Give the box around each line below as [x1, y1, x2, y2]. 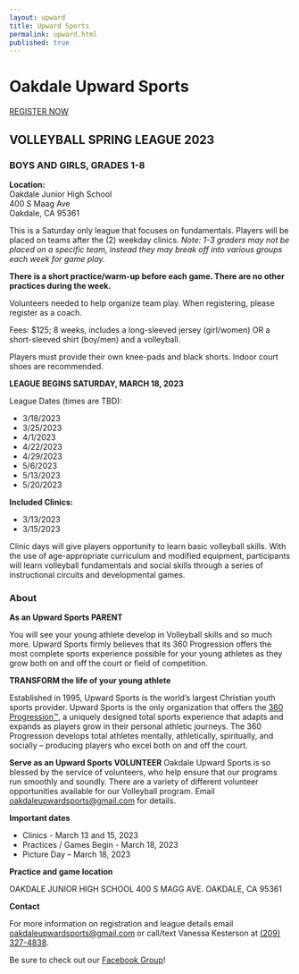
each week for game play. [9, 253, 105, 264]
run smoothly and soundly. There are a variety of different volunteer [9, 776, 259, 787]
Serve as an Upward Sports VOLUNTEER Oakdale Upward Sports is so [9, 758, 270, 768]
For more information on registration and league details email [9, 919, 234, 929]
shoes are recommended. [9, 360, 104, 371]
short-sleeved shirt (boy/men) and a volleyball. [9, 334, 181, 344]
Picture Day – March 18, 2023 [21, 849, 131, 860]
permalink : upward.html [9, 30, 98, 38]
